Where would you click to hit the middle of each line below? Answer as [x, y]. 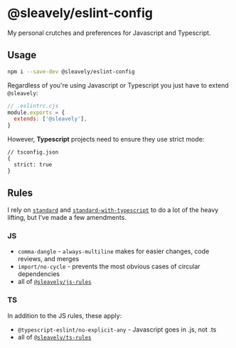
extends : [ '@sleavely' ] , [50, 119]
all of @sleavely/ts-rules [54, 337]
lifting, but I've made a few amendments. [67, 217]
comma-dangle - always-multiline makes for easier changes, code [113, 251]
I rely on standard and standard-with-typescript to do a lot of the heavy [113, 210]
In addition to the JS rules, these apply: [65, 315]
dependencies [39, 274]
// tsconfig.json [33, 152]
